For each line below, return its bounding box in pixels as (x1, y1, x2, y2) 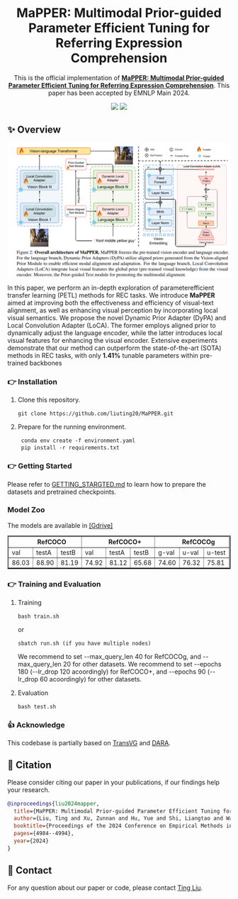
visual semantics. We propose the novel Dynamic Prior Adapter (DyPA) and (7, 313, 227, 322)
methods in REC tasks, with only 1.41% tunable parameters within (7, 351, 198, 359)
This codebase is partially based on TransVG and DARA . (7, 738, 171, 747)
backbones (29, 358, 62, 367)
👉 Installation (7, 377, 58, 387)
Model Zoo (7, 505, 45, 515)
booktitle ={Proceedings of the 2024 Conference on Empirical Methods (13, 822, 223, 830)
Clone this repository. (17, 395, 81, 405)
